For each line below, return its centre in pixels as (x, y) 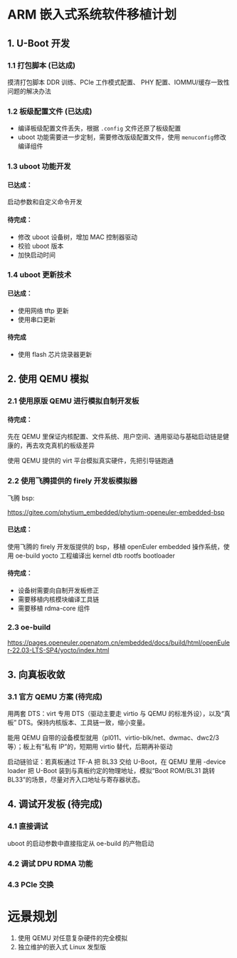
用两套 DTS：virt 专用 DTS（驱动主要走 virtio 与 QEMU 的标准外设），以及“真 (119, 714)
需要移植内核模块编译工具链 (58, 600)
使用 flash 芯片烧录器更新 (55, 354)
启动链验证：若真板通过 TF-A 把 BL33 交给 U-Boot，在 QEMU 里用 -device (117, 762)
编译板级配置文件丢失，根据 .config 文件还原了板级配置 (99, 128)
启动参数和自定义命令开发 (45, 202)
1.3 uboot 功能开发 (39, 166)
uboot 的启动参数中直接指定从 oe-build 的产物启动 (81, 843)
